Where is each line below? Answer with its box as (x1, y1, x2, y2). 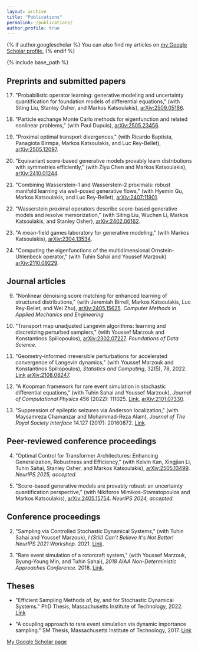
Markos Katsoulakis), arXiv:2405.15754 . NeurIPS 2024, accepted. (15, 495, 174, 502)
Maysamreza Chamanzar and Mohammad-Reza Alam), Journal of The (15, 413, 186, 420)
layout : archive (6, 8, 47, 15)
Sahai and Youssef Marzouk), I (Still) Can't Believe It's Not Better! (15, 534, 174, 541)
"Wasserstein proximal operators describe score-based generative (15, 205, 177, 212)
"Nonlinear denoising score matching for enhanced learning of (15, 292, 167, 299)
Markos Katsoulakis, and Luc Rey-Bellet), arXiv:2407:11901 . (15, 194, 159, 201)
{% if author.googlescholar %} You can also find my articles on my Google (6, 41, 187, 48)
